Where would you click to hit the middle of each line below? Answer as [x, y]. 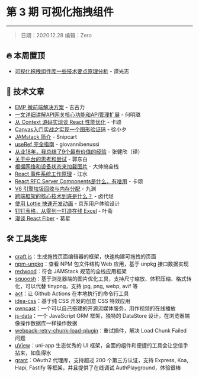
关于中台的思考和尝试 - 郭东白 [51, 159]
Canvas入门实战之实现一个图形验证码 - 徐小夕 [71, 129]
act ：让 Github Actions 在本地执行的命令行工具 [72, 293]
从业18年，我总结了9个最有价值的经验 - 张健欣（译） [79, 151]
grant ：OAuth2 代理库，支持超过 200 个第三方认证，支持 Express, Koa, [101, 360]
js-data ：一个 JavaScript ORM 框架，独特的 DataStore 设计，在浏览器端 [102, 316]
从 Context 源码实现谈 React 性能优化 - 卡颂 [68, 122]
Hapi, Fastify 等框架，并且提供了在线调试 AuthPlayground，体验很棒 [98, 368]
